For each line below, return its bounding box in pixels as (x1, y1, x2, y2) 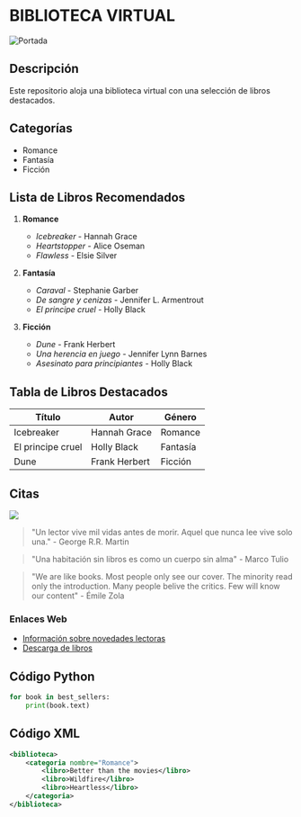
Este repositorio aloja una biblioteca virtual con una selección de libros (9, 85, 271, 95)
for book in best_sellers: (9, 693, 111, 702)
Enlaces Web (9, 613, 67, 625)
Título (35, 411, 61, 424)
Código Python (9, 669, 95, 684)
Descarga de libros (22, 642, 93, 653)
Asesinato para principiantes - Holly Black (35, 358, 193, 369)
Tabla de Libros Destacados (9, 384, 168, 400)
